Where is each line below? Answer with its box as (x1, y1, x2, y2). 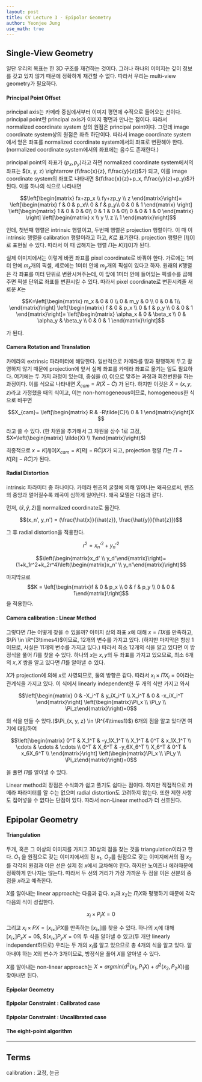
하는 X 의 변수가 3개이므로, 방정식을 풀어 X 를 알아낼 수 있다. (22, 950, 161, 957)
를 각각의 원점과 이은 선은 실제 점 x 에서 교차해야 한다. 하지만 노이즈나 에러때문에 (6, 862, 194, 869)
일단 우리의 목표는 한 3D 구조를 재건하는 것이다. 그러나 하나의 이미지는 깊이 (6, 65, 182, 72)
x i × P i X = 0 (87, 910, 115, 919)
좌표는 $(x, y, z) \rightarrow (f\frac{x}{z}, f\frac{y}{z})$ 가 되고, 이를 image (6, 167, 188, 175)
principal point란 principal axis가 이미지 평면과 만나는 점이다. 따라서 (6, 116, 167, 123)
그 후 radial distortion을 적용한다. (6, 528, 85, 536)
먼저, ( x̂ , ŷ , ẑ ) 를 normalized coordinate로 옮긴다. (6, 504, 121, 511)
